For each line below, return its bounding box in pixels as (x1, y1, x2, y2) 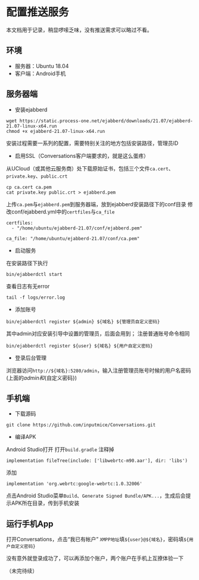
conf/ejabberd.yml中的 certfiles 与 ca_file (11, 208, 115, 215)
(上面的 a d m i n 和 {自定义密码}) (6, 374, 77, 382)
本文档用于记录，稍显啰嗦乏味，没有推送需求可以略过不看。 (6, 26, 153, 33)
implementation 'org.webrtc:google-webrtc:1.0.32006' (6, 481, 143, 487)
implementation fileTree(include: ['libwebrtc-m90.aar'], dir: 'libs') (6, 458, 188, 464)
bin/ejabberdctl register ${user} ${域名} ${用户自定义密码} (6, 343, 153, 349)
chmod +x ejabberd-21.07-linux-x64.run (6, 128, 105, 134)
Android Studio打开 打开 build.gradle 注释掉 (6, 446, 114, 453)
